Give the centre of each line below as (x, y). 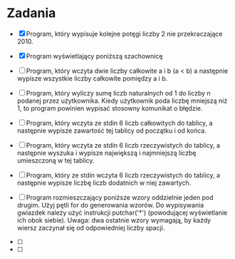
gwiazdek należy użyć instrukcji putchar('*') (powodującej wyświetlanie (122, 213)
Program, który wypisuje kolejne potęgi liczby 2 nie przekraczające (124, 34)
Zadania (31, 13)
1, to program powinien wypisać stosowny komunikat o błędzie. (110, 108)
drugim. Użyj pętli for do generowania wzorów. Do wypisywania (110, 205)
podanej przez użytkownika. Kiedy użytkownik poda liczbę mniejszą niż (122, 101)
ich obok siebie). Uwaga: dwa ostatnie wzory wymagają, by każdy (114, 220)
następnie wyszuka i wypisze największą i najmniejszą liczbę (106, 153)
